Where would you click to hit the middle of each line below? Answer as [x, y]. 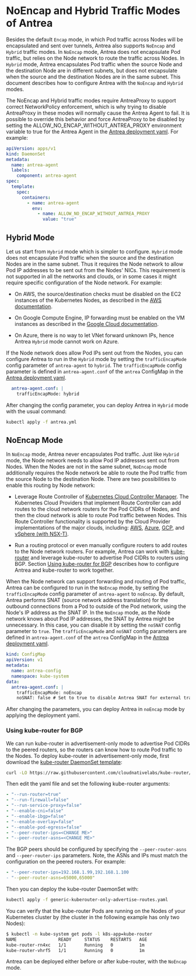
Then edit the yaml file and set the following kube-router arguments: [88, 784]
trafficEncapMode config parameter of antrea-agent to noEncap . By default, [95, 594]
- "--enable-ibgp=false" [36, 816]
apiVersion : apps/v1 [31, 148]
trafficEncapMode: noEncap [49, 693]
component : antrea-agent [47, 176]
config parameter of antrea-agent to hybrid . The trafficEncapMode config [94, 365]
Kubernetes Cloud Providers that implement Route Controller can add [98, 503]
